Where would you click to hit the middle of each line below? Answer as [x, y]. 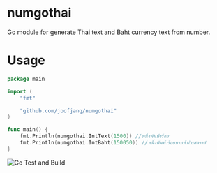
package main [26, 79]
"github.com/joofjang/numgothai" [68, 111]
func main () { [28, 130]
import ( [20, 91]
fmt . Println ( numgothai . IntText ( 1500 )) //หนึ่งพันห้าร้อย [94, 136]
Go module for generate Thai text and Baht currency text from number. [109, 32]
